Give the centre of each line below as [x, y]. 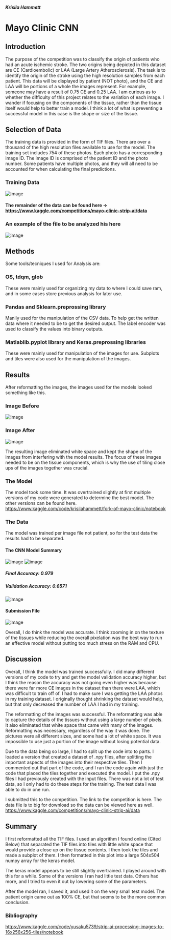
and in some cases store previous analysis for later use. [64, 293]
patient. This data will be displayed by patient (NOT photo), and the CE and [84, 81]
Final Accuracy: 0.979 [29, 574]
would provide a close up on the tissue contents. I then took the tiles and [82, 850]
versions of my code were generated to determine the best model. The [80, 498]
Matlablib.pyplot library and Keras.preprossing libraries [76, 342]
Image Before [22, 406]
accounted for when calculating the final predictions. [61, 169]
